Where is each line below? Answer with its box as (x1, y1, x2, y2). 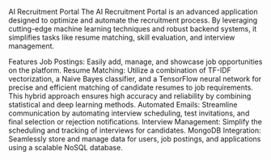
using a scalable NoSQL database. (8, 143, 123, 152)
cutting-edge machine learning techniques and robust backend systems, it (8, 24, 257, 33)
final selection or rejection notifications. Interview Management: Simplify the (8, 117, 263, 126)
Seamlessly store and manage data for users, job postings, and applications (8, 134, 261, 144)
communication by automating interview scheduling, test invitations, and (8, 108, 250, 118)
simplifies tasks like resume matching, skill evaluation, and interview (8, 32, 235, 42)
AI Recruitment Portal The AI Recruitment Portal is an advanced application (8, 7, 259, 16)
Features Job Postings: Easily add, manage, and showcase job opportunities (8, 57, 263, 66)
